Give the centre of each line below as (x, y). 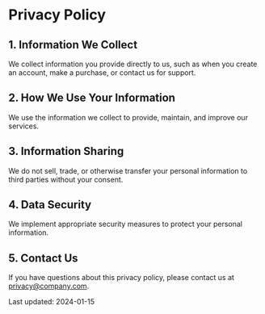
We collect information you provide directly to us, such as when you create (133, 64)
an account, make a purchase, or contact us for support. (102, 73)
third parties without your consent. (66, 179)
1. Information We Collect (73, 45)
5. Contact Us (43, 258)
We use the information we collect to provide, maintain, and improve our (128, 117)
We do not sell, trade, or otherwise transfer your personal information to (128, 170)
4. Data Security (50, 205)
